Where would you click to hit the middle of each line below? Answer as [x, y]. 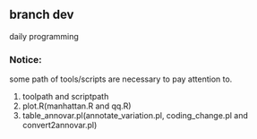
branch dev [42, 15]
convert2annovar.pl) [60, 126]
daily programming [44, 36]
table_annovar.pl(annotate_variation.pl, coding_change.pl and [135, 116]
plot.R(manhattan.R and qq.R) [77, 106]
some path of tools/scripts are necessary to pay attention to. [121, 79]
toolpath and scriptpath [65, 97]
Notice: [26, 59]
